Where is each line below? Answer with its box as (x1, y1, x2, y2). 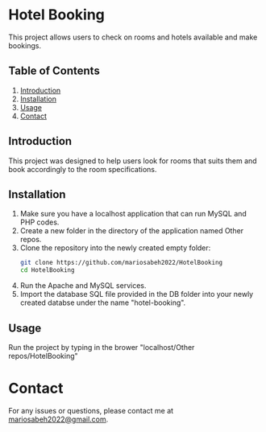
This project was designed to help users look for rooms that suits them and (8, 155, 257, 166)
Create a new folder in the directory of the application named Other (19, 226, 244, 236)
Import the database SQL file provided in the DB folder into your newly (19, 290, 254, 299)
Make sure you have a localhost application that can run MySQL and (19, 209, 247, 219)
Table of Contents (8, 64, 101, 78)
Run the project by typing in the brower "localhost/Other (8, 342, 195, 352)
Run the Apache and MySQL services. (19, 281, 147, 290)
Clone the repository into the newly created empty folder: (19, 243, 211, 253)
